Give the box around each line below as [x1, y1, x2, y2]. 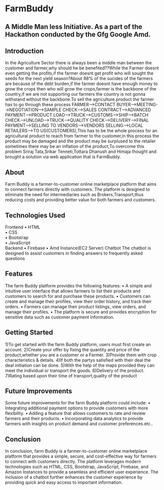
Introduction [5, 47, 44, 55]
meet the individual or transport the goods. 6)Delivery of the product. [5, 367, 145, 374]
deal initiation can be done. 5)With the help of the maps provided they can [5, 362, 155, 368]
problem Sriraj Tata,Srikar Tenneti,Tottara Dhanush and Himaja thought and [5, 148, 157, 155]
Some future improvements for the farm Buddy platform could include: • [5, 400, 151, 406]
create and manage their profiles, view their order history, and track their [5, 298, 152, 304]
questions [5, 256, 25, 261]
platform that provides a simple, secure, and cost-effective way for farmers [5, 453, 157, 460]
